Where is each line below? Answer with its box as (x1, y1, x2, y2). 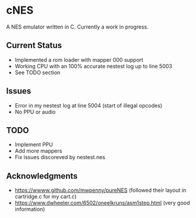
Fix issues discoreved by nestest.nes (14, 154, 106, 161)
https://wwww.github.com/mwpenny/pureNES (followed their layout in (14, 187, 186, 194)
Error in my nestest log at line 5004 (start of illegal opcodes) (14, 102, 163, 109)
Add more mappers (14, 147, 62, 154)
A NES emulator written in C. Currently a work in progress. (6, 23, 148, 30)
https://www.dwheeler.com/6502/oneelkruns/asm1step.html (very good (14, 200, 190, 207)
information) (14, 206, 45, 213)
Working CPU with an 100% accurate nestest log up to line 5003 (14, 62, 172, 69)
